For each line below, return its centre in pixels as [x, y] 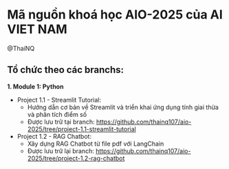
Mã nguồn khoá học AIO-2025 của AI [115, 15]
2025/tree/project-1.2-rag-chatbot [76, 158]
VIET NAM [37, 29]
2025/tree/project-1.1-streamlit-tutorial [81, 129]
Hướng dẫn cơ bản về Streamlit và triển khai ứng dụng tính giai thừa [123, 107]
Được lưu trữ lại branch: [61, 150]
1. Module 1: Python [35, 87]
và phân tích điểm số [57, 114]
